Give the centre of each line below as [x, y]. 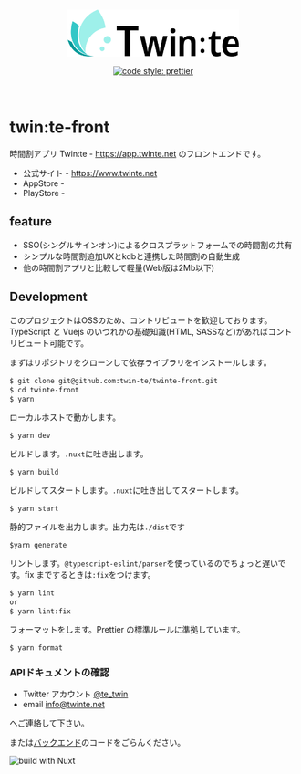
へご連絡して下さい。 [49, 723]
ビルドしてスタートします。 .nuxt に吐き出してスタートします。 [127, 490]
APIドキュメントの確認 [59, 672]
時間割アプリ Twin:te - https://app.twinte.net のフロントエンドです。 [138, 153]
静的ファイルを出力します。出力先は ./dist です [97, 527]
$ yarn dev [30, 435]
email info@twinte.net [63, 704]
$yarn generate [38, 545]
